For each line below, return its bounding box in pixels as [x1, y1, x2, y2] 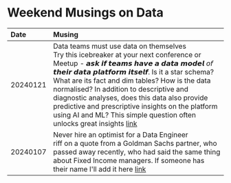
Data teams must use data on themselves [53, 41, 187, 51]
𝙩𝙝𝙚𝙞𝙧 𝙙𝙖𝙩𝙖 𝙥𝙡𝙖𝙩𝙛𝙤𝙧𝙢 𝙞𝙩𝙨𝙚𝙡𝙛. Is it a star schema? [53, 67, 214, 76]
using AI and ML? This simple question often [53, 110, 196, 120]
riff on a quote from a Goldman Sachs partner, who [53, 138, 218, 148]
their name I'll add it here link [53, 164, 146, 173]
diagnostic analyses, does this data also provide [53, 93, 208, 103]
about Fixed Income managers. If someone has [53, 155, 205, 165]
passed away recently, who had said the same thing [53, 147, 221, 156]
